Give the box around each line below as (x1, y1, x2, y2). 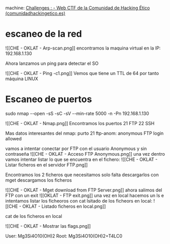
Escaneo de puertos (5, 93, 92, 105)
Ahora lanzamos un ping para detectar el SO (5, 60, 99, 66)
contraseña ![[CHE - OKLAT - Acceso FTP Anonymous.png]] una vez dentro (5, 151, 165, 157)
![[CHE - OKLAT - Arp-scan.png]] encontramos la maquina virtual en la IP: (5, 45, 161, 51)
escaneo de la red (5, 28, 82, 40)
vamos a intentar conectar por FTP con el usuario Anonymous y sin (5, 145, 147, 152)
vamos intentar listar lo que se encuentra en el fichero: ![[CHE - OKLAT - (5, 156, 158, 162)
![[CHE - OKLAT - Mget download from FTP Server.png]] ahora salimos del (5, 187, 162, 193)
